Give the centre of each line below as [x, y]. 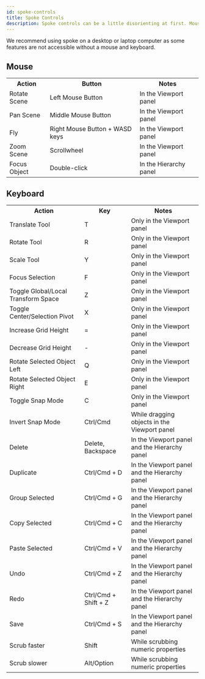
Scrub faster [27, 645]
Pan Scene [25, 115]
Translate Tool [30, 224]
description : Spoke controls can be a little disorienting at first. [97, 23]
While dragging [153, 414]
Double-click [69, 168]
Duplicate [23, 472]
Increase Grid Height [39, 330]
